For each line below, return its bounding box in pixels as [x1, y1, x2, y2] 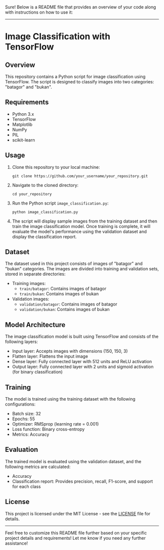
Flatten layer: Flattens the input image [12, 353, 88, 359]
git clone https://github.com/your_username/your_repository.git [12, 173, 148, 179]
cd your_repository [12, 191, 52, 197]
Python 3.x [12, 111, 34, 117]
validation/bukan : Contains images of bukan [19, 306, 110, 312]
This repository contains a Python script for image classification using [5, 74, 145, 80]
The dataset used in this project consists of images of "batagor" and [5, 261, 143, 266]
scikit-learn [12, 137, 35, 143]
